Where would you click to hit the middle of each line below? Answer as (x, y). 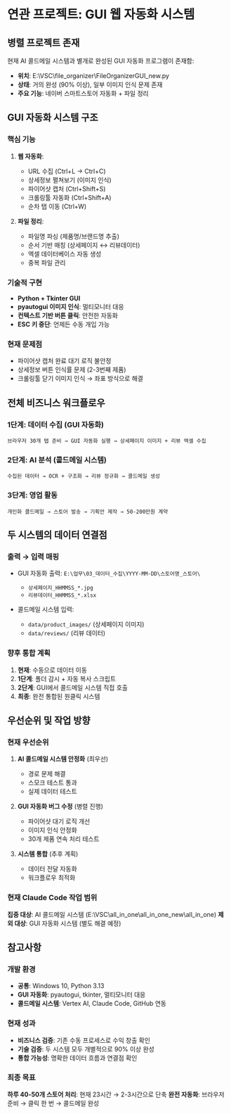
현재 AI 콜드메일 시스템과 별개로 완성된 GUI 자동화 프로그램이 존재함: (101, 61)
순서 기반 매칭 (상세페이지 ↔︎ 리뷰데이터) (84, 245)
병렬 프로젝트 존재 (44, 43)
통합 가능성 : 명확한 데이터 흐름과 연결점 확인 (77, 1058)
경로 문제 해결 (47, 774)
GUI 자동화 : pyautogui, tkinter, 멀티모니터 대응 (81, 995)
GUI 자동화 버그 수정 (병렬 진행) (60, 806)
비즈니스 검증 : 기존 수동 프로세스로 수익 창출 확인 (84, 1040)
